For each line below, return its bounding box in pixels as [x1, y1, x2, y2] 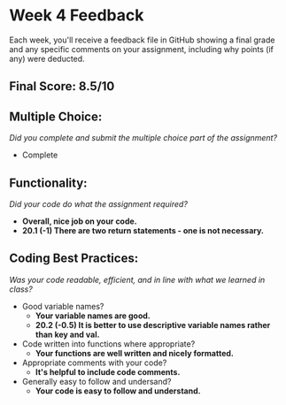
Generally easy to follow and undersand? [21, 376, 172, 386]
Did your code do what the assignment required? [9, 198, 189, 209]
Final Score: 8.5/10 [9, 79, 115, 94]
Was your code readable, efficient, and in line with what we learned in [9, 274, 266, 285]
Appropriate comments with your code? [21, 357, 167, 368]
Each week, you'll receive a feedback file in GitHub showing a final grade [9, 34, 275, 45]
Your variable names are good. [35, 310, 151, 321]
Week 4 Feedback [9, 5, 144, 26]
